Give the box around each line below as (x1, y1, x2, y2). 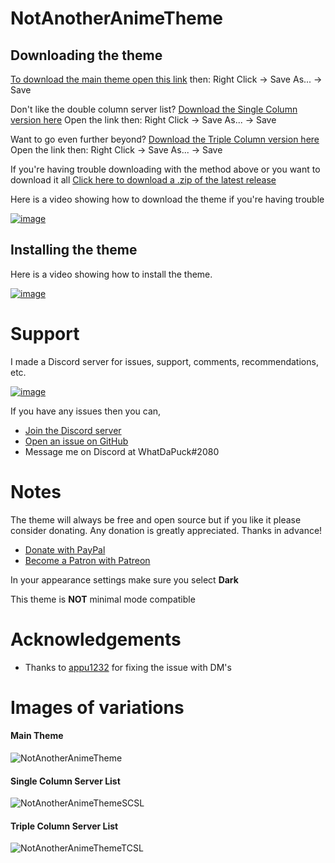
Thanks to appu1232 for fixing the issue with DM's (24, 661, 232, 673)
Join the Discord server (24, 424, 122, 436)
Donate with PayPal (24, 543, 106, 556)
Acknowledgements (10, 628, 182, 651)
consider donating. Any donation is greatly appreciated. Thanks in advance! (10, 524, 323, 536)
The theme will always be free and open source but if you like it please (10, 513, 302, 526)
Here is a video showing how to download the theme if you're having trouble (10, 193, 325, 205)
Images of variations (10, 696, 185, 719)
